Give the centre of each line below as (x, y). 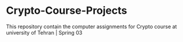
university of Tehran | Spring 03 (44, 32)
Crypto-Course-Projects (66, 11)
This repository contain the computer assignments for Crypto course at (91, 26)
